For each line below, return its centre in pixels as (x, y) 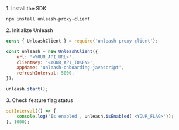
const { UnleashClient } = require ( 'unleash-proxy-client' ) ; (82, 41)
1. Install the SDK (26, 8)
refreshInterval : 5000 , (46, 73)
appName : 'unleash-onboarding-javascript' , (70, 68)
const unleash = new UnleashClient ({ (52, 51)
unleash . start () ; (27, 89)
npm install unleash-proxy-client (48, 19)
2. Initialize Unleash (30, 30)
